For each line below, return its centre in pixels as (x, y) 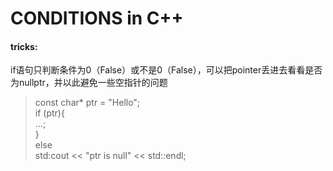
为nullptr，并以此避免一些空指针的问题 (89, 83)
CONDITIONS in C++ (97, 18)
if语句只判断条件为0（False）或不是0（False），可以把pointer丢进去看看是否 (166, 70)
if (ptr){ (49, 113)
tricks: (24, 46)
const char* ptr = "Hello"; (87, 103)
